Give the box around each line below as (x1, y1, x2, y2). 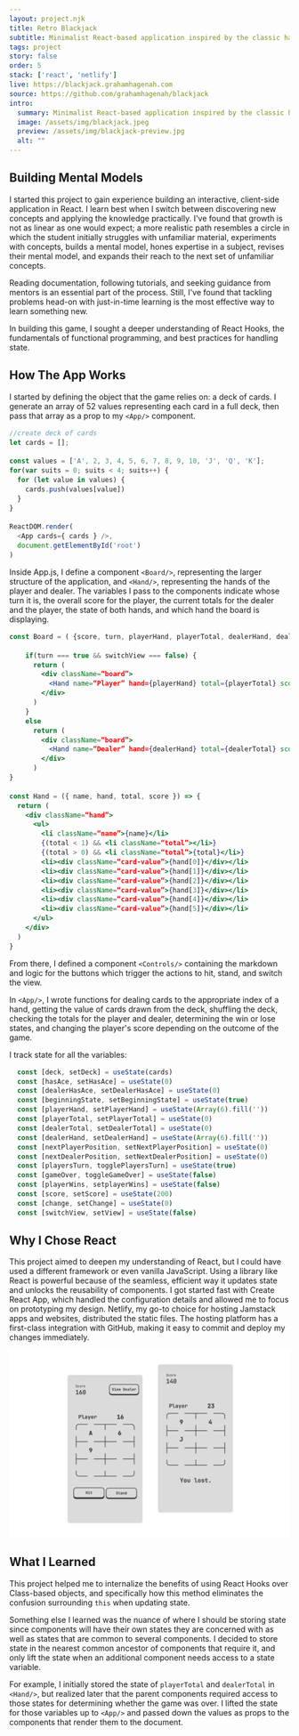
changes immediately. (9, 1332, 90, 1343)
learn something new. (9, 305, 89, 316)
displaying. (9, 614, 50, 625)
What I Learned (9, 1554, 96, 1570)
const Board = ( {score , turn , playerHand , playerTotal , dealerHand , (9, 632, 273, 641)
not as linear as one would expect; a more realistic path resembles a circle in (9, 222, 290, 233)
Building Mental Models (9, 170, 144, 186)
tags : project (9, 43, 62, 52)
